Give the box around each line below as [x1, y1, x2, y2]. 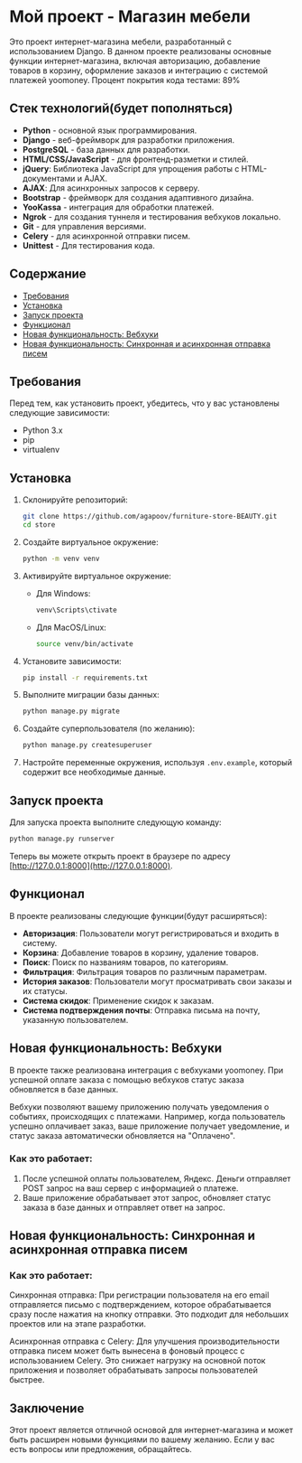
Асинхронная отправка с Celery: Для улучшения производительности [9, 1336, 279, 1347]
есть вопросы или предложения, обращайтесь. [9, 1444, 192, 1455]
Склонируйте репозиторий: [22, 494, 128, 505]
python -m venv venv [22, 554, 100, 563]
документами [22, 173, 76, 183]
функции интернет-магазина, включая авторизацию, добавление [9, 55, 261, 66]
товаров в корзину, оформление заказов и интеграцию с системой [9, 65, 269, 76]
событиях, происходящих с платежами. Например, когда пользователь [9, 1111, 286, 1121]
